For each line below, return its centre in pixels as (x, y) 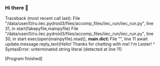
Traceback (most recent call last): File (43, 18)
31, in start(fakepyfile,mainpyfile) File (42, 29)
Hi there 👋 (17, 8)
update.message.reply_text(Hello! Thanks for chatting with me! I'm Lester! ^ (80, 44)
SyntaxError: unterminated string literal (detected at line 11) (64, 49)
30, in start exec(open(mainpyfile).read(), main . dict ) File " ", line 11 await (76, 39)
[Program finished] (24, 59)
